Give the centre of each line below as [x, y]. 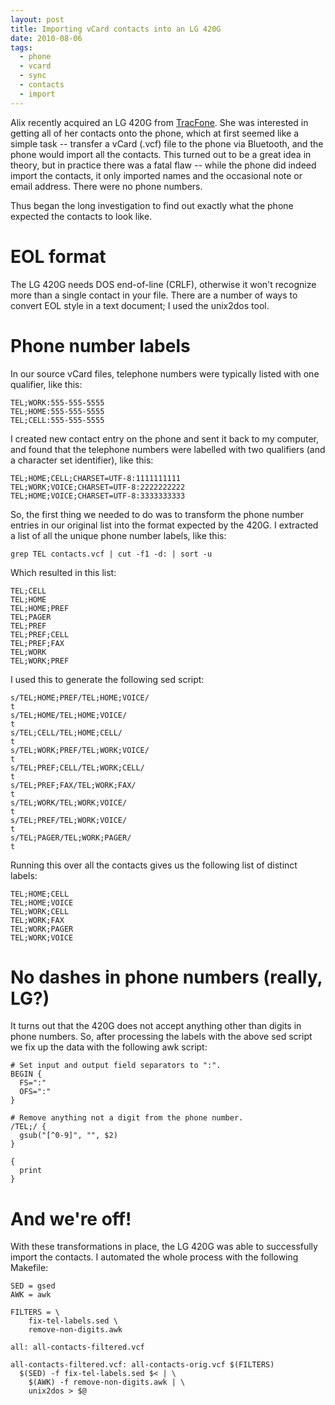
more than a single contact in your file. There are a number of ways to [154, 295]
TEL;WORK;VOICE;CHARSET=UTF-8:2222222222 [98, 487]
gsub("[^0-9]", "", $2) [68, 1136]
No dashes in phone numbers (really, [166, 977]
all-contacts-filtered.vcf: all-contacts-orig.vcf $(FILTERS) [142, 1365]
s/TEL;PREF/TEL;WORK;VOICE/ [69, 820]
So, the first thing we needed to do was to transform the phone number [157, 514]
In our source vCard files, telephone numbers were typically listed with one [165, 373]
